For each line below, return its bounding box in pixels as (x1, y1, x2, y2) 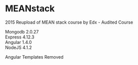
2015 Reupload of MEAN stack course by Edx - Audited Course (5, 19, 133, 25)
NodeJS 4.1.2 (5, 44, 32, 50)
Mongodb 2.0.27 (5, 29, 39, 34)
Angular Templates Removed (5, 54, 64, 60)
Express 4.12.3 (5, 34, 34, 40)
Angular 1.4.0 (5, 39, 32, 45)
